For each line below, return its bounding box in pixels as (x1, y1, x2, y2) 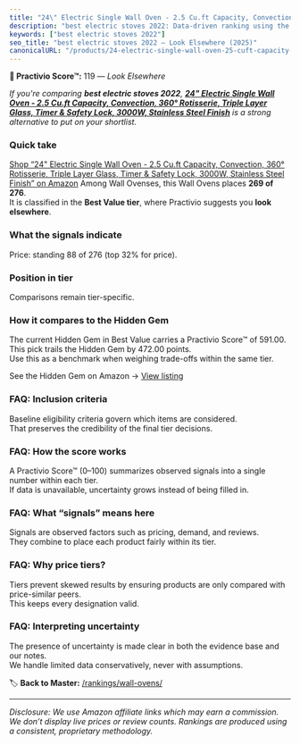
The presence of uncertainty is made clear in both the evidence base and (9, 640, 279, 651)
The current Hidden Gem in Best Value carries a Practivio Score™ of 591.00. (9, 334, 287, 345)
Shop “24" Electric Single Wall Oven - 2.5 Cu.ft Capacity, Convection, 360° (9, 159, 285, 170)
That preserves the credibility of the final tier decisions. (9, 423, 212, 433)
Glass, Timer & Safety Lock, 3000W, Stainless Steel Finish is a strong (9, 107, 271, 118)
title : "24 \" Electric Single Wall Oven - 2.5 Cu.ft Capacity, (9, 13, 250, 22)
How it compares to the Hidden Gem (9, 314, 170, 326)
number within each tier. (9, 474, 98, 485)
